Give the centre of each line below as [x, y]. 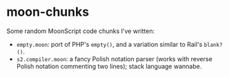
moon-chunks [48, 12]
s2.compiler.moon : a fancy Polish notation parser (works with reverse [114, 58]
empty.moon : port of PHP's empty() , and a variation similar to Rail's [109, 44]
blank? [213, 45]
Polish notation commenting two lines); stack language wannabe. [109, 66]
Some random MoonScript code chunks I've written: [81, 31]
